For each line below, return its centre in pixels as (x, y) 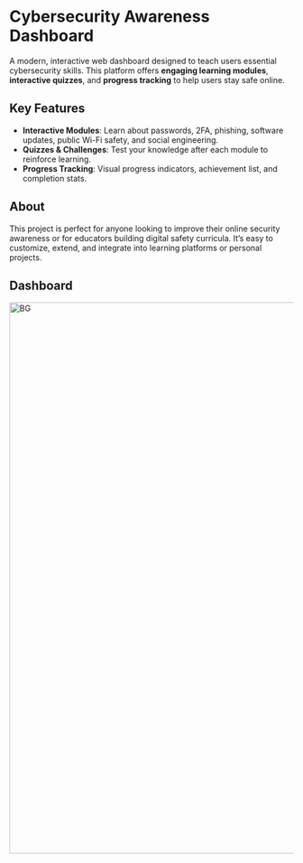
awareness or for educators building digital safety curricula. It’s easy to (141, 238)
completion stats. (55, 178)
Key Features (47, 109)
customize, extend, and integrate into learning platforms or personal (136, 248)
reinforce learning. (57, 159)
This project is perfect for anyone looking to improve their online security (145, 229)
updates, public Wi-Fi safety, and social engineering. (120, 140)
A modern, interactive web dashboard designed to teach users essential (143, 61)
